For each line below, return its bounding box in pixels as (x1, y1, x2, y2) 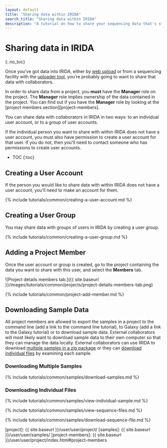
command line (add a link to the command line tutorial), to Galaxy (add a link (5, 324, 161, 330)
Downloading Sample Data (5, 306, 89, 314)
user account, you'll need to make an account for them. (5, 187, 119, 193)
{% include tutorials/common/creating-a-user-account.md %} (5, 197, 133, 202)
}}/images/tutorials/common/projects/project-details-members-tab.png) (5, 281, 153, 288)
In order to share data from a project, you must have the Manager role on (5, 89, 156, 95)
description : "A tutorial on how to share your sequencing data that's (5, 21, 157, 26)
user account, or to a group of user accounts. (5, 120, 98, 126)
